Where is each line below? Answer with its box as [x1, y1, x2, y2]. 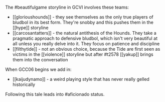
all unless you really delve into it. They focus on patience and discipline [12, 41, 160, 47]
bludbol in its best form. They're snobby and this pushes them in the [12, 20, 154, 25]
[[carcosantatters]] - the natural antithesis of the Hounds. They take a [12, 30, 156, 36]
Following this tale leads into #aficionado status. [5, 91, 105, 97]
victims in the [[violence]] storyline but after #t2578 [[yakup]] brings [12, 51, 154, 57]
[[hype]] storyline [12, 25, 49, 31]
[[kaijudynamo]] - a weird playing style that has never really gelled [12, 76, 149, 82]
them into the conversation [12, 57, 68, 62]
